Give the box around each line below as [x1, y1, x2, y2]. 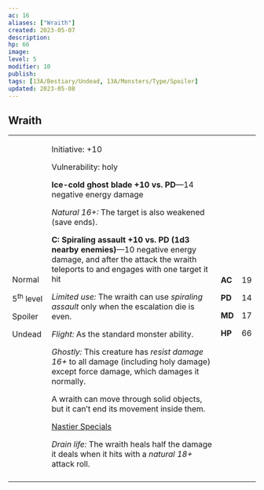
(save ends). [51, 217, 98, 228]
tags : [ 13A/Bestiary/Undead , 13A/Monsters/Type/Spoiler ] [8, 77, 199, 85]
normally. [51, 376, 86, 387]
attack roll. [51, 459, 90, 470]
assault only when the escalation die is [51, 301, 195, 312]
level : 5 [8, 56, 37, 64]
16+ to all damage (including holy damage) [51, 356, 211, 367]
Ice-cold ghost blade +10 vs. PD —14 [51, 179, 194, 190]
